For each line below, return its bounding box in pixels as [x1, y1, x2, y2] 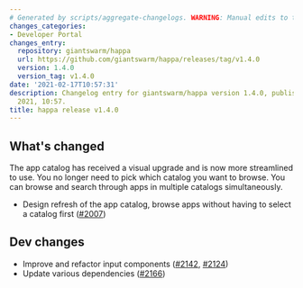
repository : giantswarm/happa [17, 47, 131, 56]
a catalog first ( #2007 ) [22, 209, 106, 220]
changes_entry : [9, 38, 67, 48]
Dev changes [9, 235, 86, 250]
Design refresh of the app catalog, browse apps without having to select [22, 199, 291, 210]
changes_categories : [9, 22, 87, 31]
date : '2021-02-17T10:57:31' [9, 80, 119, 89]
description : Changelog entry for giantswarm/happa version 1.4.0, [9, 88, 269, 97]
